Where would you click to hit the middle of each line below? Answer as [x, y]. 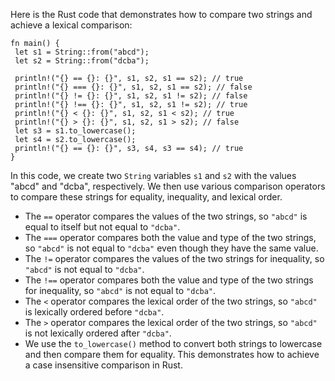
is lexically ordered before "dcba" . [94, 312]
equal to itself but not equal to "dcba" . [102, 227]
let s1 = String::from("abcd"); [82, 52]
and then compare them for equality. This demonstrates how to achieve [172, 354]
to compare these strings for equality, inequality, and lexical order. [146, 197]
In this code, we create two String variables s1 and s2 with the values [153, 175]
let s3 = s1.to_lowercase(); [75, 131]
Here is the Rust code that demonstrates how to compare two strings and [161, 14]
